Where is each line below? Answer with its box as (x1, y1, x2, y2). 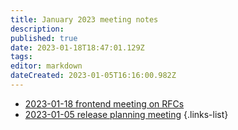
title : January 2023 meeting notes (10, 14, 159, 25)
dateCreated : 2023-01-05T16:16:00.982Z (10, 71, 177, 81)
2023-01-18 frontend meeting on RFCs (24, 97, 185, 110)
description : (10, 24, 65, 34)
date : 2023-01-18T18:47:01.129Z (10, 42, 145, 53)
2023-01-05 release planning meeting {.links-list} (24, 108, 229, 120)
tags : (10, 52, 33, 62)
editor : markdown (10, 61, 83, 71)
